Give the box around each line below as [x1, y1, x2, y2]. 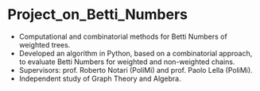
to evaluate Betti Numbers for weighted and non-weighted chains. [18, 57, 235, 66]
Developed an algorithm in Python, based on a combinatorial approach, [18, 48, 253, 58]
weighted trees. [18, 40, 71, 49]
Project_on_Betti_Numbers [7, 6, 188, 24]
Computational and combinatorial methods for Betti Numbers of [18, 32, 227, 41]
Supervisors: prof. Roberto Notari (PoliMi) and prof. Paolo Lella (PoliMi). [18, 65, 253, 74]
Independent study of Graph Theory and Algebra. [18, 74, 182, 83]
